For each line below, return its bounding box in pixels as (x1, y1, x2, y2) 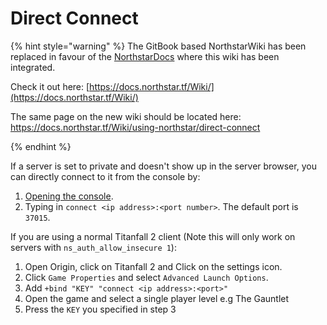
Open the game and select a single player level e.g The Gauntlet (24, 292, 290, 304)
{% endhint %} (10, 140, 72, 152)
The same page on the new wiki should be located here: (10, 110, 242, 122)
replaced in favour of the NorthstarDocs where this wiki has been (10, 50, 280, 62)
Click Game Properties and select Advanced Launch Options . (24, 271, 269, 283)
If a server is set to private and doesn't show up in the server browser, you (10, 160, 317, 172)
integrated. (10, 61, 56, 73)
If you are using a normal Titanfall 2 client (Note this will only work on (10, 230, 296, 242)
